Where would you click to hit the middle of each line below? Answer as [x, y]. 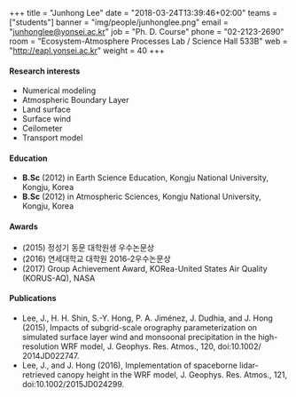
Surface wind [47, 119]
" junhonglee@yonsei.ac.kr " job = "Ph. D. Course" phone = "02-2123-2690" [147, 32]
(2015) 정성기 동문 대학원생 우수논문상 [88, 247]
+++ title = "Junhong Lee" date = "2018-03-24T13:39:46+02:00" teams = [144, 13]
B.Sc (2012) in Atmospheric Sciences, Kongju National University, [141, 197]
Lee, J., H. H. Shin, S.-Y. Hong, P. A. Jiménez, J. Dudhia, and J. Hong [147, 318]
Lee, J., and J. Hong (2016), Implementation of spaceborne [129, 365]
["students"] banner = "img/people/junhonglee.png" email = [119, 22]
